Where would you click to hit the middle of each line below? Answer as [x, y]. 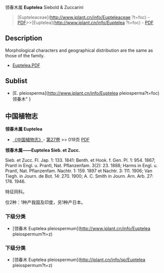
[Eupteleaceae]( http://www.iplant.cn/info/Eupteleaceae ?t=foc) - [83, 17]
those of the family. [25, 55]
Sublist [16, 81]
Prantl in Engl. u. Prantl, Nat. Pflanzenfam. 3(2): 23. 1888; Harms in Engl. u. [82, 166]
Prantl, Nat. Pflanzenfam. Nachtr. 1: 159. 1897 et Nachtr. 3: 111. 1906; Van [79, 171]
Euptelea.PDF [26, 65]
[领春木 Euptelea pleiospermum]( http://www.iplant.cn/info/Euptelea [81, 228]
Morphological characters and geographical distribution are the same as [79, 50]
